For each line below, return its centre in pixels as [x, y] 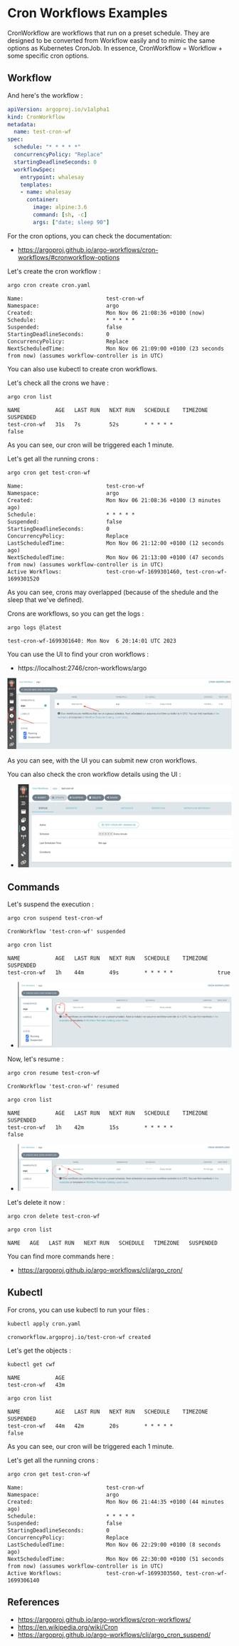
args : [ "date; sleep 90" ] [71, 222]
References [33, 1602]
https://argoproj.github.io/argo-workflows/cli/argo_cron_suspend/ [114, 1635]
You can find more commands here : [60, 1256]
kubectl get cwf [31, 1364]
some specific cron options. [48, 56]
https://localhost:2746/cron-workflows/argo [82, 668]
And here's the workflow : [45, 95]
